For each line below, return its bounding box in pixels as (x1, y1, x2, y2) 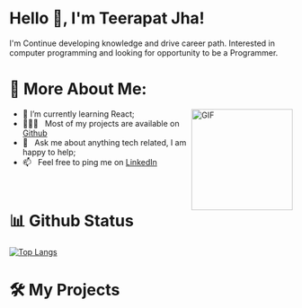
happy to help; (22, 146, 76, 157)
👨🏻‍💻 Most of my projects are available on (22, 118, 180, 128)
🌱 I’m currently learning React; (22, 108, 135, 119)
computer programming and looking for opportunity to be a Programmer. (9, 47, 279, 57)
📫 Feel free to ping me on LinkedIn (22, 156, 157, 167)
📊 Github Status (9, 211, 135, 232)
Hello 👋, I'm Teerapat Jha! (9, 8, 205, 29)
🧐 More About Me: (9, 79, 147, 100)
